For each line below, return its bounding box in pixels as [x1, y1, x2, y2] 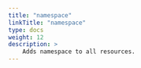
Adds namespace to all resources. [22, 48, 135, 55]
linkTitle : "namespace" [8, 19, 87, 27]
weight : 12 [8, 33, 44, 41]
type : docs [8, 26, 44, 34]
